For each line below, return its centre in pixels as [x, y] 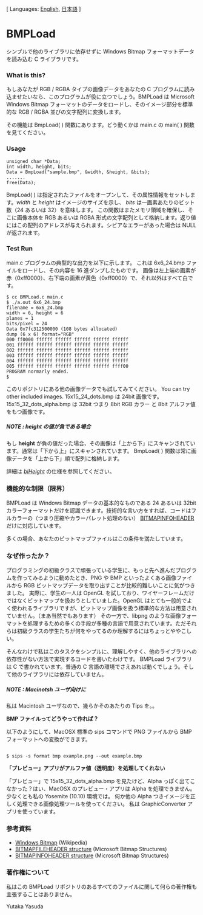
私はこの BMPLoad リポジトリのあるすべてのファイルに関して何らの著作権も [102, 886]
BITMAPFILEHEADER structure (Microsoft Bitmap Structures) [91, 849]
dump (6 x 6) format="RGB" [40, 334]
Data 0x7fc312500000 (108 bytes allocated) [62, 329]
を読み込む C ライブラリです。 [44, 59]
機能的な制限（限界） [37, 488]
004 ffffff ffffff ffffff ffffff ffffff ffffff [68, 361]
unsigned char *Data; [34, 161]
